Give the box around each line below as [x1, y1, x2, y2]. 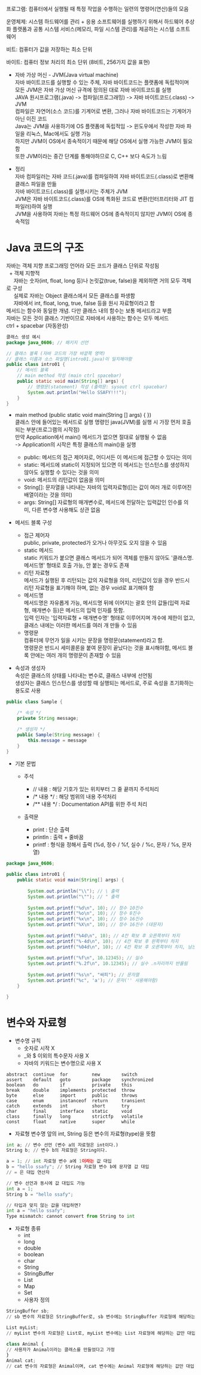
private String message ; [17, 716, 79, 722]
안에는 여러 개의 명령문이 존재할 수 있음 [30, 652, 121, 659]
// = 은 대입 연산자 [6, 1169, 50, 1175]
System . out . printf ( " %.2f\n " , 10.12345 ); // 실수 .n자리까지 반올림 [28, 960, 188, 967]
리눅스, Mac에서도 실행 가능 [26, 130, 92, 137]
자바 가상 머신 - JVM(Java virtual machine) [14, 71, 118, 78]
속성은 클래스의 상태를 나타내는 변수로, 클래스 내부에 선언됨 [14, 672, 153, 679]
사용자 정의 [23, 1296, 50, 1304]
